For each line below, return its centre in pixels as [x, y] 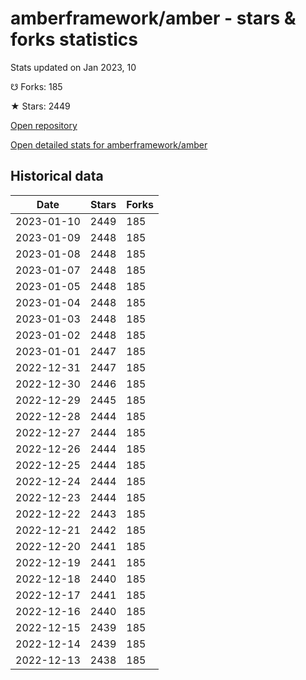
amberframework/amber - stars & [153, 18]
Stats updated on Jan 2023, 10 [73, 67]
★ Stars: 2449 [40, 106]
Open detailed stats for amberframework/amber [109, 144]
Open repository [44, 125]
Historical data [57, 176]
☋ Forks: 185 [36, 86]
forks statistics [74, 39]
